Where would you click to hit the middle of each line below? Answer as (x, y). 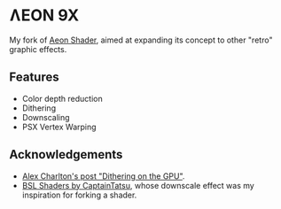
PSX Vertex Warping (59, 127)
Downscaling (46, 117)
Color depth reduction (62, 98)
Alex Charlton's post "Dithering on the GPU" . (103, 176)
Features (34, 77)
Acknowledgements (66, 155)
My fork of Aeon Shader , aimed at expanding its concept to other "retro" (141, 40)
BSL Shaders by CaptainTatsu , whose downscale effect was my (138, 185)
